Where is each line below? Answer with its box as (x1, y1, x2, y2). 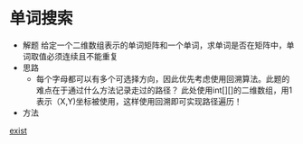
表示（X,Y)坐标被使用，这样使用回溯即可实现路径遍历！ (35, 95, 242, 106)
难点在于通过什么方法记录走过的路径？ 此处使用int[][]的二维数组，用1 (35, 85, 292, 95)
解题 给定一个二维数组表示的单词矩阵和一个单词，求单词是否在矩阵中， (22, 40, 287, 50)
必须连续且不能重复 (46, 50, 118, 61)
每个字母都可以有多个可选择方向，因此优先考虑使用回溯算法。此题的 (35, 73, 290, 84)
